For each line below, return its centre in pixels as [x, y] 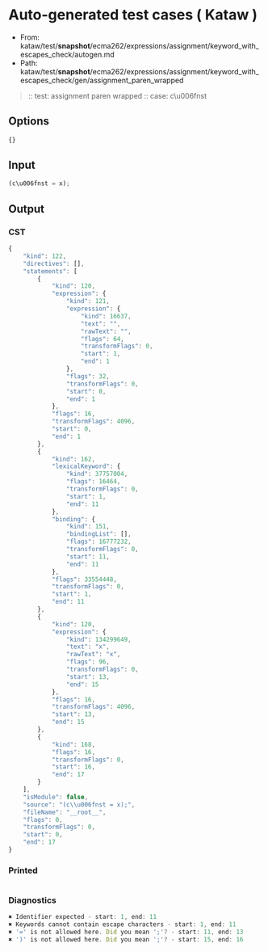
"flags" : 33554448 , [84, 579]
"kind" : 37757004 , [97, 474]
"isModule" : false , [56, 797]
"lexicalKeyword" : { [86, 466]
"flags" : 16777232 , [98, 542]
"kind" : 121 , [88, 301]
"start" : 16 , [73, 767]
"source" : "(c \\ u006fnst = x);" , [79, 805]
